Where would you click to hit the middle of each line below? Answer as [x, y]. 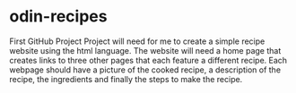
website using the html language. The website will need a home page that [145, 50]
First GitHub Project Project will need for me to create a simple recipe [137, 41]
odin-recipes [58, 17]
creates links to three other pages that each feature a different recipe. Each [148, 60]
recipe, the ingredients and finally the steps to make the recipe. [126, 79]
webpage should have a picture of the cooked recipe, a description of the [145, 70]
